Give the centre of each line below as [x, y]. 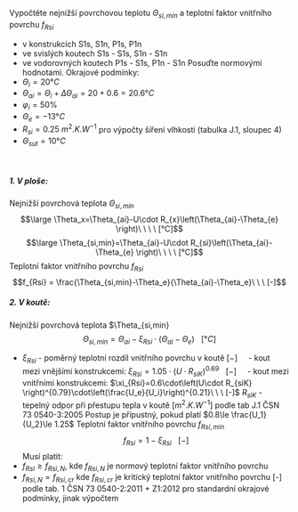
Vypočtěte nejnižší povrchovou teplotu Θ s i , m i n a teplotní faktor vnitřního [141, 14]
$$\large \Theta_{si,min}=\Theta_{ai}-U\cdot [107, 242]
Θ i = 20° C [40, 82]
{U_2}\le [37, 424]
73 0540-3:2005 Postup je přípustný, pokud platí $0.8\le [125, 415]
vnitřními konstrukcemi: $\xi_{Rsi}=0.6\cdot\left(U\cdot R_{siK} [137, 383]
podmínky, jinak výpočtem [70, 499]
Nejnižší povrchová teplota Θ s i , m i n [72, 204]
